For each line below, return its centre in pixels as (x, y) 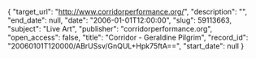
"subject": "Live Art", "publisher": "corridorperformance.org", (110, 29)
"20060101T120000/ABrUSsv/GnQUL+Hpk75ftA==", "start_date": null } (126, 46)
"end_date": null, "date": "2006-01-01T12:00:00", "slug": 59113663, (120, 20)
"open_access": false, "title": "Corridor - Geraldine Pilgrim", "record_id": (128, 37)
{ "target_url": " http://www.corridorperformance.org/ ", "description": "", (128, 12)
